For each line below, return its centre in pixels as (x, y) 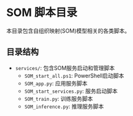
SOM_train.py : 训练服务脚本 (59, 98)
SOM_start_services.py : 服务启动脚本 (71, 91)
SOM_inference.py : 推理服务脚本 (64, 106)
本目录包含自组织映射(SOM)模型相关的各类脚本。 (68, 31)
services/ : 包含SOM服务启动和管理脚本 (65, 68)
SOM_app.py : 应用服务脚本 (56, 83)
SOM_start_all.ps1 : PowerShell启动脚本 (74, 75)
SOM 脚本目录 (42, 13)
